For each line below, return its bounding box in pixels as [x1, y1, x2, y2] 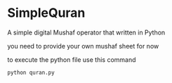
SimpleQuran [7, 5, 86, 21]
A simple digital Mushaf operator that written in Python [7, 28, 166, 37]
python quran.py [7, 69, 55, 76]
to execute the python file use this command [7, 55, 136, 64]
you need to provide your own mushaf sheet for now [7, 41, 159, 50]
